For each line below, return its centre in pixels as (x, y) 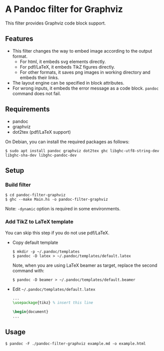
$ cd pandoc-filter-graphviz (35, 195)
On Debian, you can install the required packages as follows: (67, 142)
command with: (28, 270)
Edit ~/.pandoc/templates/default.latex (54, 289)
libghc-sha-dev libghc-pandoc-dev (41, 155)
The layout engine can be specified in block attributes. (68, 83)
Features (19, 39)
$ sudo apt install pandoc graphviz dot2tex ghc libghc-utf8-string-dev (82, 151)
